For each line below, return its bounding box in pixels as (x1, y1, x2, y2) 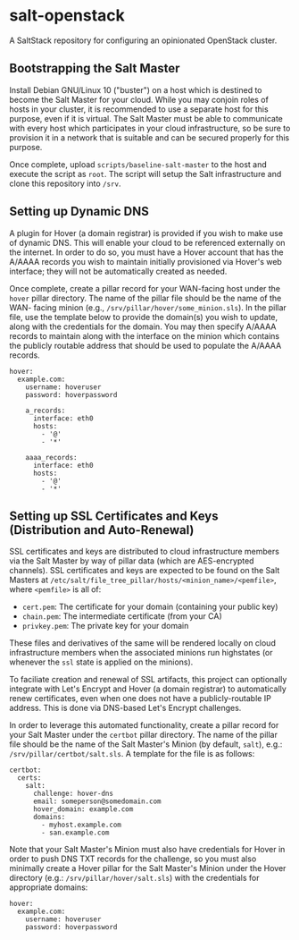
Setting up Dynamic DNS (9, 204, 149, 219)
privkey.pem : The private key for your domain (21, 621, 189, 631)
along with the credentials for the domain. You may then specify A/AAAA (9, 321, 277, 332)
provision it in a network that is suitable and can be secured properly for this (9, 131, 290, 143)
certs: (17, 774, 42, 783)
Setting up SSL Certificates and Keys (9, 508, 219, 523)
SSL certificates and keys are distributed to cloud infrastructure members (9, 546, 279, 557)
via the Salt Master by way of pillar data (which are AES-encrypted (9, 555, 254, 566)
